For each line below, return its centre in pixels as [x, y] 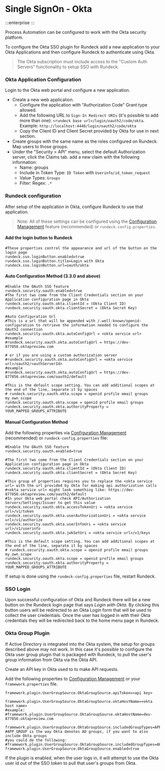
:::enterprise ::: [20, 23]
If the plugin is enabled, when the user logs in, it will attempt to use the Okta [82, 758]
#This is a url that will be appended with [50, 321]
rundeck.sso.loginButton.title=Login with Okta [55, 261]
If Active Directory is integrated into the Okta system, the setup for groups [80, 644]
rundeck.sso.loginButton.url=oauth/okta [47, 265]
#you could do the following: [36, 740]
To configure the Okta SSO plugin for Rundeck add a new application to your [82, 47]
